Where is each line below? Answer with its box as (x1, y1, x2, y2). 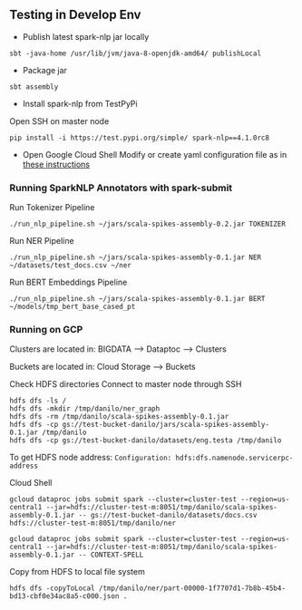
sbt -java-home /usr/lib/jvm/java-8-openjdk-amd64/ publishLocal (9, 49, 261, 58)
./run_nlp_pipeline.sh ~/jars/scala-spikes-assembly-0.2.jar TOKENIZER (9, 219, 286, 229)
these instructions (22, 159, 91, 169)
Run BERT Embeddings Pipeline (9, 276, 128, 288)
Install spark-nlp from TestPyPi (22, 98, 138, 109)
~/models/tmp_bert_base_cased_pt (9, 303, 136, 312)
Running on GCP (9, 324, 83, 336)
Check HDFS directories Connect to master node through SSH (9, 379, 242, 390)
